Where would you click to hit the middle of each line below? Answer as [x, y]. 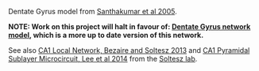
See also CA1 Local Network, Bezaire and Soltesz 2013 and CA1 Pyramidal [129, 50]
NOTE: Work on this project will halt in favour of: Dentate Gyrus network [129, 26]
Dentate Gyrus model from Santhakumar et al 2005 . [93, 11]
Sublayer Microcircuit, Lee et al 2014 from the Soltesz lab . [103, 59]
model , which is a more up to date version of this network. [106, 35]
